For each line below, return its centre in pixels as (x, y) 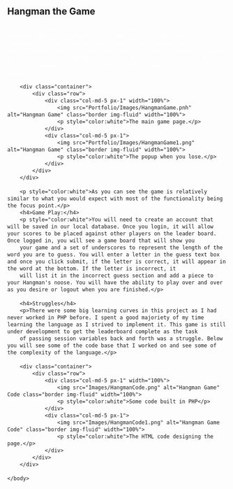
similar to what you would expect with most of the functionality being (115, 199)
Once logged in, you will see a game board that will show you (101, 241)
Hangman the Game (51, 12)
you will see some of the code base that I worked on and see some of (112, 346)
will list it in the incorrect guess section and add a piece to (117, 276)
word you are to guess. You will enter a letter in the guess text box (113, 255)
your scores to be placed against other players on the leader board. (112, 234)
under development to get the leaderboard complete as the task (103, 332)
